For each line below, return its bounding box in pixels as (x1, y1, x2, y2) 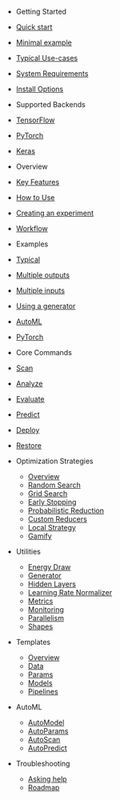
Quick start (15, 22, 53, 31)
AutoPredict (27, 743, 68, 753)
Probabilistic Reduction (27, 506, 105, 515)
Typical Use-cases (15, 54, 78, 62)
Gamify (27, 531, 52, 541)
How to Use (15, 193, 55, 202)
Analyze (15, 379, 43, 388)
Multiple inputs (15, 286, 66, 295)
